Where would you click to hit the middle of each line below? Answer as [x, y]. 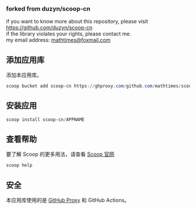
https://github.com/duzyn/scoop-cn [49, 27]
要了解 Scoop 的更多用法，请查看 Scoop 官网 [60, 154]
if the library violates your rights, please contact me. [69, 34]
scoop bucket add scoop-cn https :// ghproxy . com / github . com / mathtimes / [94, 86]
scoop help [19, 165]
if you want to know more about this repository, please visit [77, 22]
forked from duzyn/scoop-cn [48, 9]
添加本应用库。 [24, 75]
